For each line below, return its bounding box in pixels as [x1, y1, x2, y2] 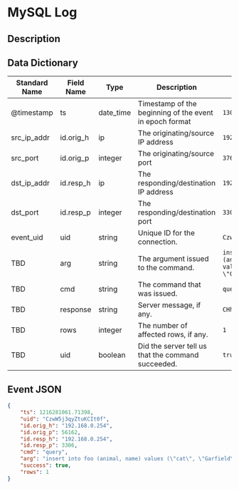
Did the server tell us [137, 341, 208, 351]
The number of [137, 321, 188, 331]
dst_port [11, 207, 39, 217]
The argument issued [137, 254, 209, 264]
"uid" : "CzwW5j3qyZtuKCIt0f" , [20, 415, 110, 423]
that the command [137, 350, 199, 360]
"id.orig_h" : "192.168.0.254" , [20, 422, 113, 429]
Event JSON [7, 383, 62, 396]
